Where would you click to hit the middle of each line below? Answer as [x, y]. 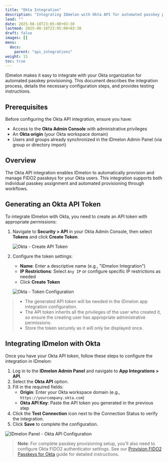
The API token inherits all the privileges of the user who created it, [93, 312]
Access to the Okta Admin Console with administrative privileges [80, 129]
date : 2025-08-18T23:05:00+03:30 [40, 24]
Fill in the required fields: [38, 387]
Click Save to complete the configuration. [55, 424]
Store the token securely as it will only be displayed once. [84, 328]
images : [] [16, 38]
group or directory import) [39, 145]
